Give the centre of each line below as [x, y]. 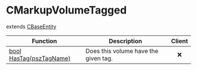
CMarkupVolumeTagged [67, 10]
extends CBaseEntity [31, 26]
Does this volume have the [122, 51]
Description [125, 41]
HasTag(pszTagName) [40, 58]
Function [45, 41]
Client [179, 41]
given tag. [99, 58]
